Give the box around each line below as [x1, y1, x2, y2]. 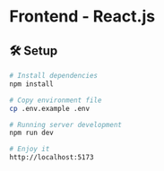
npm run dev [9, 128, 54, 138]
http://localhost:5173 [9, 153, 94, 162]
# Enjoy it [9, 145, 50, 154]
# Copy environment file [9, 96, 102, 105]
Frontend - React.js [9, 6, 155, 27]
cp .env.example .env [9, 104, 91, 113]
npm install [9, 79, 54, 89]
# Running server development [9, 120, 123, 129]
